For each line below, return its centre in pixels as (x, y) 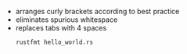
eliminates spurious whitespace (67, 20)
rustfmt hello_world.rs (54, 42)
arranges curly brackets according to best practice (97, 11)
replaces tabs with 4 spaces (61, 28)
